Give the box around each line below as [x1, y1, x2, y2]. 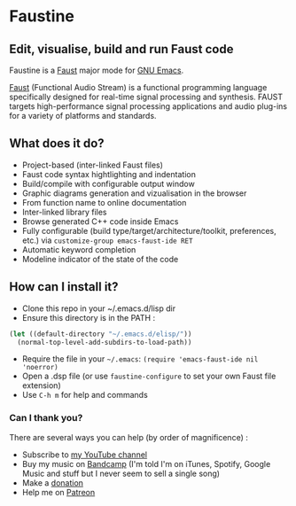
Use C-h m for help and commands [21, 390, 148, 401]
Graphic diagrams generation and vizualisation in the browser [21, 188, 247, 199]
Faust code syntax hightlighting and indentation [21, 168, 197, 179]
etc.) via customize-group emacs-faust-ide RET [21, 235, 193, 245]
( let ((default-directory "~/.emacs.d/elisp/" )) [9, 330, 192, 339]
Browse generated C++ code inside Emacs [21, 215, 179, 227]
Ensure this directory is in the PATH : [21, 312, 156, 323]
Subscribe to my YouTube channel [21, 449, 148, 460]
